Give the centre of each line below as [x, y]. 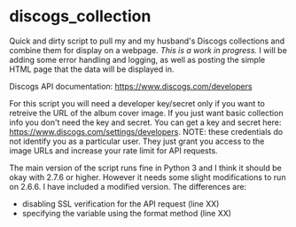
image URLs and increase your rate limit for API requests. [114, 150]
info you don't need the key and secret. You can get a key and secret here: [145, 122]
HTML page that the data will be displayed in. [92, 69]
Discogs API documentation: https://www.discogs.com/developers [131, 86]
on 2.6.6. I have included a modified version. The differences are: [128, 186]
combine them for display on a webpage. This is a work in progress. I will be [148, 50]
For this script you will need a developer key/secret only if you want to [137, 103]
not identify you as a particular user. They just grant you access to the [137, 141]
